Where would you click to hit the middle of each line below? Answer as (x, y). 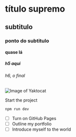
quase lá (14, 52)
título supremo (35, 9)
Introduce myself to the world (41, 129)
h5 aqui (13, 63)
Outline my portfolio (32, 124)
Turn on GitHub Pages (34, 118)
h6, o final (15, 76)
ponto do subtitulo (27, 41)
